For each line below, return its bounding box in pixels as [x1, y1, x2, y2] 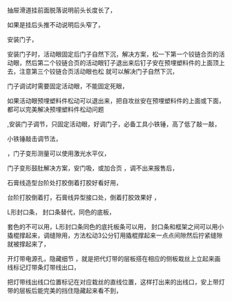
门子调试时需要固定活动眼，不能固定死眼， [7, 82, 128, 90]
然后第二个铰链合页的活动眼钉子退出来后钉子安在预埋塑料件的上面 [25, 59, 213, 67]
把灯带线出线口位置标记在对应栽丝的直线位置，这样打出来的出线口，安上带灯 [7, 278, 225, 286]
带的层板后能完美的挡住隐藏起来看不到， [7, 287, 122, 295]
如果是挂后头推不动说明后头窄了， [7, 21, 104, 29]
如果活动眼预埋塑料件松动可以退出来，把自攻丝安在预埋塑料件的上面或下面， [7, 97, 225, 105]
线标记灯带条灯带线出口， [7, 263, 80, 271]
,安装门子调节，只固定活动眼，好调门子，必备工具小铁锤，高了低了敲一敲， [7, 120, 221, 128]
